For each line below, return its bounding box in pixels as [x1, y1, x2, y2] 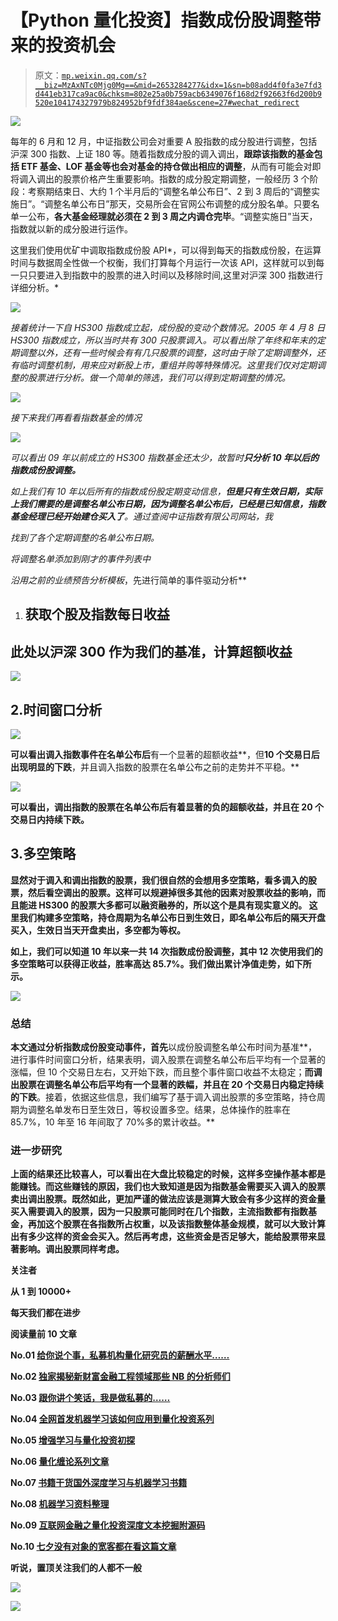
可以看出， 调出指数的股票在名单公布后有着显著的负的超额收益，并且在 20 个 [10, 801, 324, 813]
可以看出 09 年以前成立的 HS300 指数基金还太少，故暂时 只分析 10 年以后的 [10, 451, 320, 463]
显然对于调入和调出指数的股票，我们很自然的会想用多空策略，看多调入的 [10, 874, 308, 886]
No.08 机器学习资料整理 [10, 1498, 110, 1510]
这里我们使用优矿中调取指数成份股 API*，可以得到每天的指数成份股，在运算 [10, 244, 322, 256]
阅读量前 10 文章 [10, 1328, 78, 1340]
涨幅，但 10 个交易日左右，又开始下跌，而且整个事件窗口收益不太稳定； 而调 [10, 1066, 323, 1078]
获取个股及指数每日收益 [24, 606, 170, 623]
